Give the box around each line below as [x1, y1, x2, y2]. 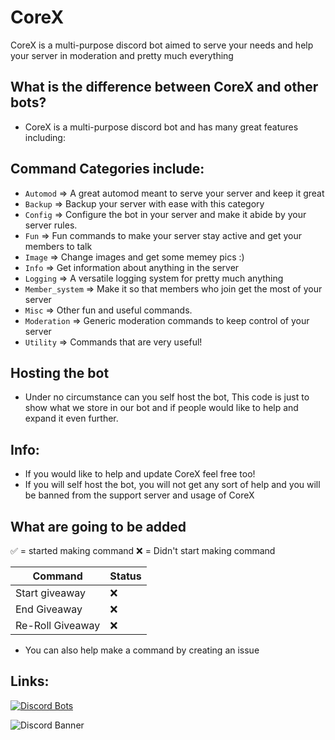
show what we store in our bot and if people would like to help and [24, 402, 299, 414]
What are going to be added [10, 518, 187, 535]
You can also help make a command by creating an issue [24, 644, 260, 656]
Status [109, 569, 142, 583]
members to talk [24, 240, 93, 252]
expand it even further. [24, 412, 119, 425]
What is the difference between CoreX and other [10, 79, 319, 96]
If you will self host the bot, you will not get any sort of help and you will [24, 479, 321, 491]
